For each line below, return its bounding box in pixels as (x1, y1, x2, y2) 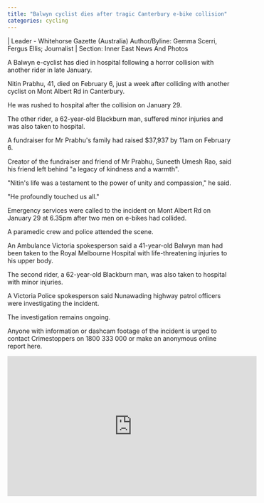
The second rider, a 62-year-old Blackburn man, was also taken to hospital (7, 270, 227, 278)
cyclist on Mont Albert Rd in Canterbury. (7, 87, 125, 95)
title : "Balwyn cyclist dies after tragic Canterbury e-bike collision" (7, 10, 228, 18)
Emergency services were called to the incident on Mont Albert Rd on (7, 206, 211, 214)
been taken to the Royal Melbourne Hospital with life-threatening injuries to (7, 248, 228, 257)
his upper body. (7, 256, 53, 265)
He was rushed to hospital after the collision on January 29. (7, 100, 183, 109)
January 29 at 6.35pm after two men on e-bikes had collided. (7, 213, 187, 222)
